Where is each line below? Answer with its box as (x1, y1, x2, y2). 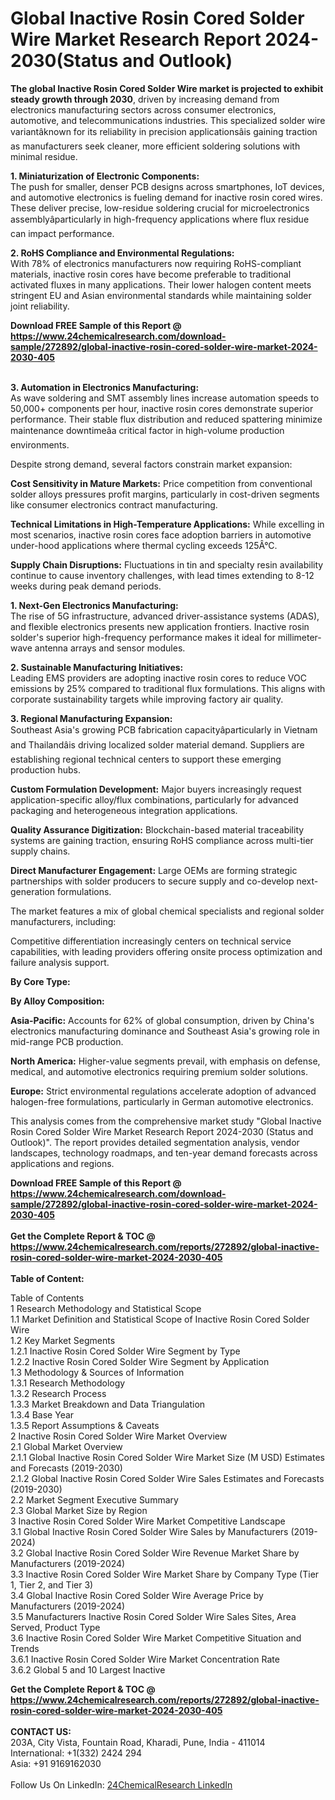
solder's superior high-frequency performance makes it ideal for (10, 631, 276, 643)
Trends (10, 1642, 40, 1654)
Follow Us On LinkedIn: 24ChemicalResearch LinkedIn (10, 1778, 233, 1791)
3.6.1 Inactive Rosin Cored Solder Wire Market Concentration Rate (10, 1653, 280, 1665)
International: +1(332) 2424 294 (10, 1747, 142, 1759)
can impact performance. (10, 227, 115, 239)
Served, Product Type (10, 1621, 101, 1633)
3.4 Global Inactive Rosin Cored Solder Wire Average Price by (10, 1589, 264, 1601)
